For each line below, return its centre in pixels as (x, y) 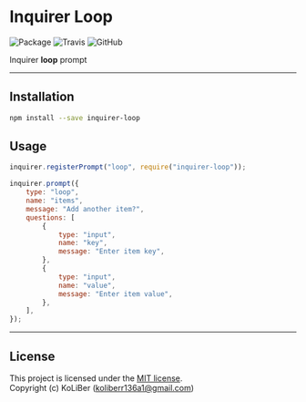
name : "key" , (82, 243)
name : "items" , (55, 201)
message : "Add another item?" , (85, 209)
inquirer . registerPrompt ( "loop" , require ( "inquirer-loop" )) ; (128, 167)
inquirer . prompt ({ (44, 184)
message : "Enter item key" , (112, 252)
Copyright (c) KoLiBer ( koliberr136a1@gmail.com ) (102, 388)
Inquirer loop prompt (48, 59)
